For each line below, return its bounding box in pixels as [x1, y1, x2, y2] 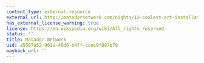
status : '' [6, 31, 34, 37]
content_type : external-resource [6, 8, 91, 15]
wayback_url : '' [6, 48, 47, 54]
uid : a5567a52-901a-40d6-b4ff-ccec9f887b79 [6, 43, 118, 49]
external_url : [6, 14, 42, 20]
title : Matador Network [6, 37, 67, 43]
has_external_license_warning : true [6, 20, 99, 26]
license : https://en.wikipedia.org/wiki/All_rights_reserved [6, 25, 165, 32]
